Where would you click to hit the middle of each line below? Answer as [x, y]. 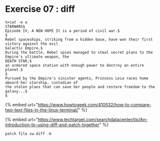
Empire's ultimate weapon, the [37, 57]
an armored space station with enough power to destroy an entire [75, 65]
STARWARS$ [15, 26]
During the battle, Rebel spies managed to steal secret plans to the [79, 52]
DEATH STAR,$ [18, 61]
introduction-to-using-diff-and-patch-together [52, 125]
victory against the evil [32, 44]
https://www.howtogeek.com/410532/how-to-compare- [95, 105]
